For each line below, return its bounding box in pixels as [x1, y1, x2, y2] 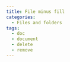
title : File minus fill [6, 8, 65, 15]
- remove [11, 47, 33, 53]
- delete [11, 42, 33, 48]
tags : [6, 25, 20, 31]
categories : [6, 14, 36, 20]
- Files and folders [11, 19, 62, 25]
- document [11, 36, 39, 42]
